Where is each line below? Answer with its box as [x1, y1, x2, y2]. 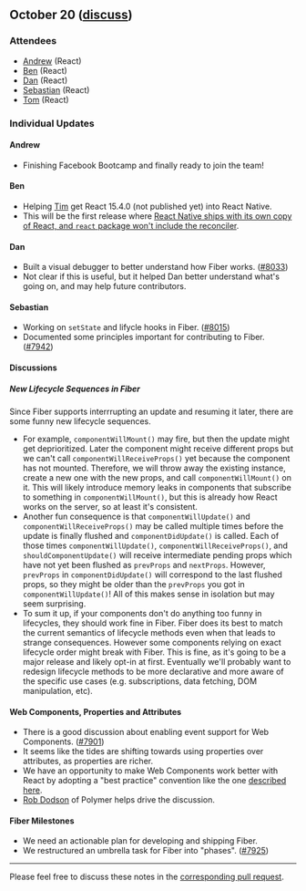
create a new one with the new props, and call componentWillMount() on [22, 471, 291, 482]
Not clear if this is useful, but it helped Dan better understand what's [22, 271, 280, 282]
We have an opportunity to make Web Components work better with [22, 765, 279, 776]
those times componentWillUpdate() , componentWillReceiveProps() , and [22, 540, 289, 551]
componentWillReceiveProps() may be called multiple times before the [22, 520, 284, 532]
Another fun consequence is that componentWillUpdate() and [22, 511, 250, 522]
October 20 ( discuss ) [9, 7, 133, 23]
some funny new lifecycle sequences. [9, 415, 152, 427]
